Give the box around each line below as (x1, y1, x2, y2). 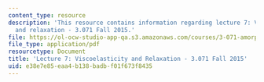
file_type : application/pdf (8, 41, 101, 48)
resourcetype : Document (8, 48, 86, 55)
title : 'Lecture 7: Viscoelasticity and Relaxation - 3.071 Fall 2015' (8, 55, 247, 63)
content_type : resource (8, 11, 86, 20)
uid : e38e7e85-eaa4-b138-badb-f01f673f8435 (8, 62, 153, 70)
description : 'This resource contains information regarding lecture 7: (8, 19, 251, 27)
